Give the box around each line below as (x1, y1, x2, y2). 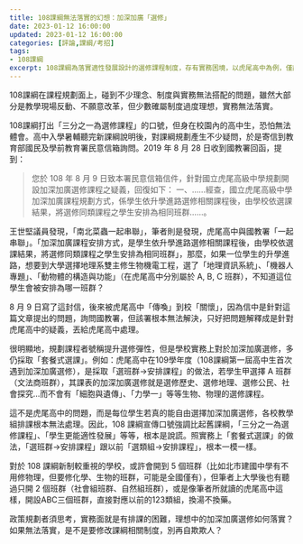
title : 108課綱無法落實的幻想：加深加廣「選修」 (9, 13, 171, 23)
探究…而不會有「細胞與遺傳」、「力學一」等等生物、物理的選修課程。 (16, 388, 270, 399)
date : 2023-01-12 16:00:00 (9, 22, 111, 31)
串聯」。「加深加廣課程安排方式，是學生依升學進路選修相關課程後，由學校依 (9, 236, 286, 248)
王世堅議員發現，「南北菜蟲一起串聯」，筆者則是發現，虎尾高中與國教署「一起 (9, 226, 294, 236)
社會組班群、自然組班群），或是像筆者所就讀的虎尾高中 (73, 483, 276, 493)
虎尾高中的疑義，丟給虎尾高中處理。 (9, 324, 144, 335)
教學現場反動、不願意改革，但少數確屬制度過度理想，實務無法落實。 (24, 100, 278, 111)
